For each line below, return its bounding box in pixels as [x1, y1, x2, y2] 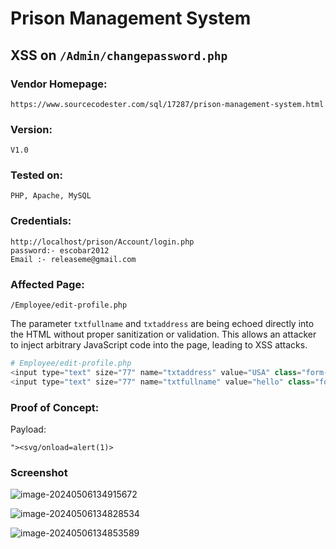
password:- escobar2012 [10, 245, 110, 256]
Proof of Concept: [10, 400, 100, 414]
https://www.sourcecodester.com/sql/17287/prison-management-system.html [10, 99, 325, 109]
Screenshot [10, 465, 68, 479]
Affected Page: [10, 277, 85, 291]
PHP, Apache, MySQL [10, 191, 92, 201]
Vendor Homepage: [10, 77, 108, 91]
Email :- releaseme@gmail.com [10, 254, 137, 264]
